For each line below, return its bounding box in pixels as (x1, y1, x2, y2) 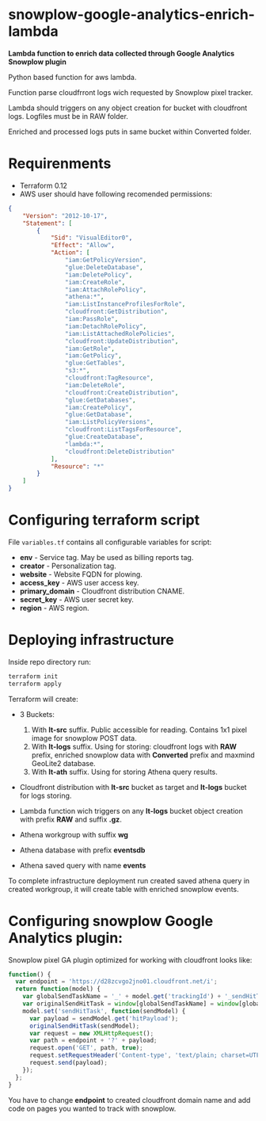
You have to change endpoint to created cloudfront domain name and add (8, 1095, 251, 1104)
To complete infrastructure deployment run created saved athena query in (8, 875, 250, 885)
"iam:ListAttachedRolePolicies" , (64, 330, 176, 337)
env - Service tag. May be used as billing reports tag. (19, 552, 194, 562)
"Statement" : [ (22, 219, 73, 227)
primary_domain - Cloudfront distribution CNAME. (19, 586, 185, 596)
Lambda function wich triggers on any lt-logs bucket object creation (19, 806, 244, 815)
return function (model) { (15, 985, 101, 993)
